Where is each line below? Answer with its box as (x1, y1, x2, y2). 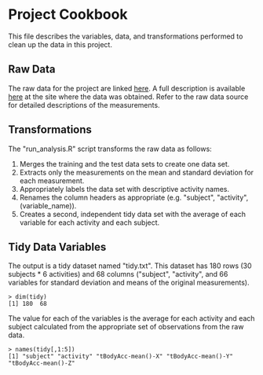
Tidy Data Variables (8, 240, 107, 253)
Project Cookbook (8, 6, 128, 24)
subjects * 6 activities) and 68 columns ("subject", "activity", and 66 (8, 270, 228, 279)
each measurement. (19, 175, 85, 186)
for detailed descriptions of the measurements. (8, 100, 160, 109)
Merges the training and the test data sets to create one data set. (19, 159, 230, 168)
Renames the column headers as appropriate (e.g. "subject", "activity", (19, 193, 249, 202)
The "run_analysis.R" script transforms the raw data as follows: (8, 144, 212, 153)
